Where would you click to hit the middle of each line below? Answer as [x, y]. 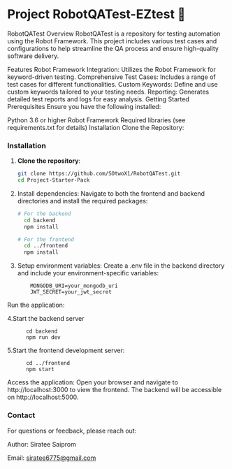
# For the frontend [46, 239]
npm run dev [43, 338]
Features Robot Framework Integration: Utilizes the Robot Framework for [111, 69]
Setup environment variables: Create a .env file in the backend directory [121, 266]
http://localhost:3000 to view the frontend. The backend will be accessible [115, 390]
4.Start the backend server [46, 319]
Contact [21, 415]
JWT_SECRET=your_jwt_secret [71, 292]
